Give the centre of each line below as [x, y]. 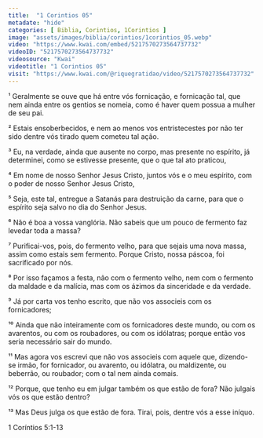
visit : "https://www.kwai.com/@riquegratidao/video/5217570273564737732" [131, 74]
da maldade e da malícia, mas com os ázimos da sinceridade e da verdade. [130, 286]
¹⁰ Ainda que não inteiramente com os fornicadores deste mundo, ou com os [132, 325]
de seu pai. [26, 113]
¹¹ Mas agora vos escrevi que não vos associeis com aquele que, [113, 356]
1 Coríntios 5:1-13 [36, 427]
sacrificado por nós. [40, 262]
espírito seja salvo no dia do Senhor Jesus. [78, 207]
